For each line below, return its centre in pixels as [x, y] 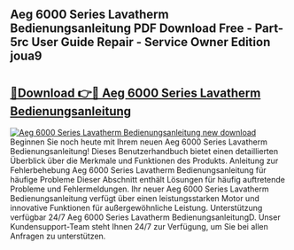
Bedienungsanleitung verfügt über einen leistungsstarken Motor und [135, 198]
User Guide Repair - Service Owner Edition [151, 42]
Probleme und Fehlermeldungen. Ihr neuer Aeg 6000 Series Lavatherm [139, 189]
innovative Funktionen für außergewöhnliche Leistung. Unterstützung [136, 208]
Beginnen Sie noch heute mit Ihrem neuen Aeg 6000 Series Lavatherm [139, 142]
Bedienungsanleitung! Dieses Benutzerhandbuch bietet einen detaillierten [144, 151]
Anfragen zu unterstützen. [58, 236]
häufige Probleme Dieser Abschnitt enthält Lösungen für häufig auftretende [148, 180]
